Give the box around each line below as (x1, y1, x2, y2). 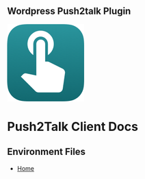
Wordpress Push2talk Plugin (7, 5, 131, 17)
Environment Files (7, 146, 86, 158)
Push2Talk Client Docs (7, 119, 139, 134)
